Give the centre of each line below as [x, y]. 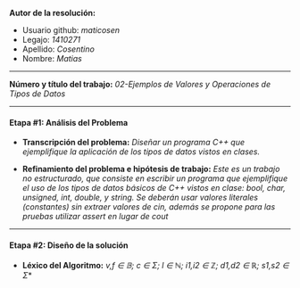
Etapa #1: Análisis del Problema [69, 122]
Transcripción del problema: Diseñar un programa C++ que [133, 143]
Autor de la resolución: [53, 13]
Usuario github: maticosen [71, 30]
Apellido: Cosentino [58, 49]
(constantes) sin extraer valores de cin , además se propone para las [149, 207]
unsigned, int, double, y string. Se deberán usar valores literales [140, 197]
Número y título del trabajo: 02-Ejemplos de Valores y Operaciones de [140, 84]
